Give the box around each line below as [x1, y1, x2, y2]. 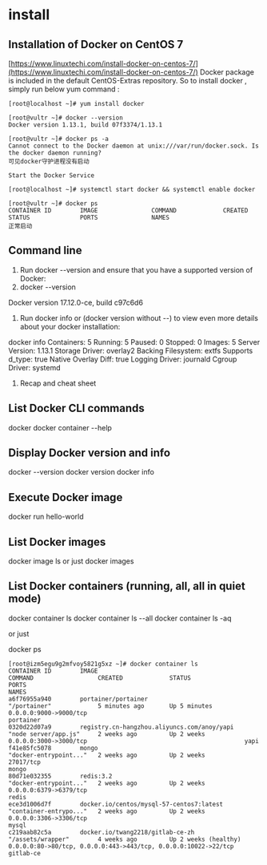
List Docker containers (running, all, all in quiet [8, 580, 245, 593]
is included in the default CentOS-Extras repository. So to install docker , [8, 76, 248, 85]
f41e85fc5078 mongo [8, 744, 98, 752]
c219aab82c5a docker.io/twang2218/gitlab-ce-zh [8, 828, 195, 836]
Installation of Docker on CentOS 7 [8, 38, 184, 51]
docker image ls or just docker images [8, 556, 134, 566]
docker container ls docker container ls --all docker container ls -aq [8, 613, 232, 623]
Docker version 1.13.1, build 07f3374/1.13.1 [8, 121, 162, 129]
